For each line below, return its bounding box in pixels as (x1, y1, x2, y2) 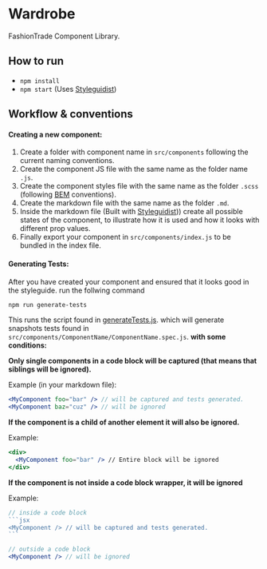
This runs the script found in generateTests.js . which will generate (8, 315, 225, 324)
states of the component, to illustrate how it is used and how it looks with (19, 215, 260, 225)
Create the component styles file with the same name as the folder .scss (19, 181, 259, 191)
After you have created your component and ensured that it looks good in (8, 277, 249, 286)
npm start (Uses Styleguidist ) (19, 84, 117, 94)
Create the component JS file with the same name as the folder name (19, 165, 249, 174)
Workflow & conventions (8, 107, 134, 121)
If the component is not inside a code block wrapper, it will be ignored (8, 477, 243, 487)
